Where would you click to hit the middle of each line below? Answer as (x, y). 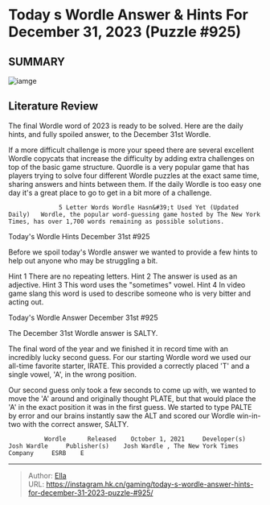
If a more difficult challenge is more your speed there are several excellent (131, 150)
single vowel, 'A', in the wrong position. (72, 374)
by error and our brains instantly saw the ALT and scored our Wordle (122, 416)
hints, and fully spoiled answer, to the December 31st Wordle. (110, 134)
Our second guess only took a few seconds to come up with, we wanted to (132, 390)
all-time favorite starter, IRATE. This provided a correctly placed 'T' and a (129, 366)
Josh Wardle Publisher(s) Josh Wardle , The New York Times (124, 446)
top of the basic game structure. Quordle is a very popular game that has (129, 167)
